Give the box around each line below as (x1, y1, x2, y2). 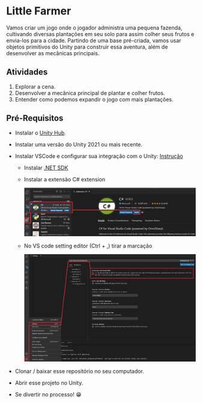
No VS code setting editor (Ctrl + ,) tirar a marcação (23, 242, 152, 250)
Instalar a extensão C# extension (23, 175, 106, 183)
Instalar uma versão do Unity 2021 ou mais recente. (14, 141, 143, 148)
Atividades (6, 67, 48, 77)
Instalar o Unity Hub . (14, 129, 66, 136)
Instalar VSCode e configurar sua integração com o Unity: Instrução (14, 152, 183, 160)
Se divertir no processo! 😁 (14, 391, 82, 398)
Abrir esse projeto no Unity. (14, 380, 84, 387)
